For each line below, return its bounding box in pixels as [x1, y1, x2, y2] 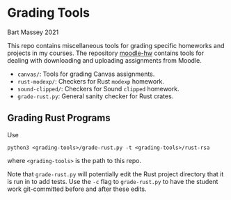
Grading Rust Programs [7, 112, 111, 124]
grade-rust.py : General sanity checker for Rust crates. [17, 92, 174, 100]
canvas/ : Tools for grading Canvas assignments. [17, 70, 155, 78]
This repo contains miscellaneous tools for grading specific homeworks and [7, 41, 225, 49]
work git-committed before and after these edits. [7, 185, 147, 193]
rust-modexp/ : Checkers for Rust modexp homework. [17, 77, 165, 85]
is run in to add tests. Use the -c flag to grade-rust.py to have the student [7, 177, 218, 185]
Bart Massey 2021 [7, 28, 59, 36]
